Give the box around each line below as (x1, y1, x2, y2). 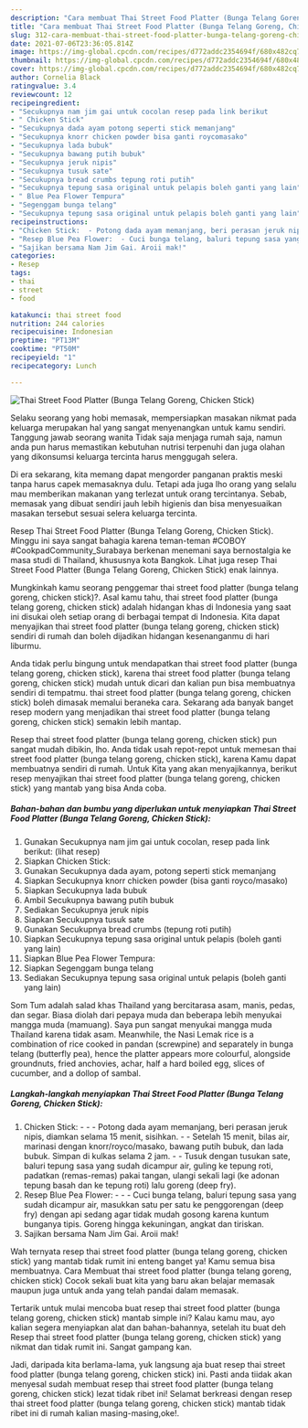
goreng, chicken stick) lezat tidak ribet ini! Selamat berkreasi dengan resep (10, 1388, 292, 1399)
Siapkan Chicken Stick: (23, 856, 111, 867)
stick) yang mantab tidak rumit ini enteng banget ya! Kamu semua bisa (10, 1255, 276, 1266)
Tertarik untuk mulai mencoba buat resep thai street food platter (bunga (10, 1302, 281, 1313)
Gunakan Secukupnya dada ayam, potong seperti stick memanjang (23, 865, 277, 876)
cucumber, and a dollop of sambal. (10, 1067, 142, 1079)
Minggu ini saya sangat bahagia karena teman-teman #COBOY (10, 535, 247, 546)
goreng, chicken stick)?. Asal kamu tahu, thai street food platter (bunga (10, 591, 278, 602)
